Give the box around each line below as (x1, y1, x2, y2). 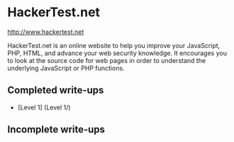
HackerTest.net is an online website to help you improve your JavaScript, (7, 41, 221, 49)
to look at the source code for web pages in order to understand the (7, 56, 206, 64)
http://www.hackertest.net (7, 28, 84, 36)
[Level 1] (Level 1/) (17, 103, 71, 112)
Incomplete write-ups (7, 124, 105, 136)
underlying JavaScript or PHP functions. (7, 64, 126, 72)
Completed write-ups (7, 84, 104, 96)
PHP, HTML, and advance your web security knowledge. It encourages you (7, 49, 227, 57)
